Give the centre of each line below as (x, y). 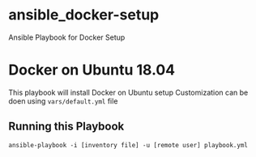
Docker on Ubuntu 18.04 (92, 70)
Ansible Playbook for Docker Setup (67, 37)
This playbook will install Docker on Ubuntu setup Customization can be (128, 92)
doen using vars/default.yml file (63, 101)
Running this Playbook (66, 127)
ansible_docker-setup (84, 15)
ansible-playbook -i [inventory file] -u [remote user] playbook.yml (128, 145)
